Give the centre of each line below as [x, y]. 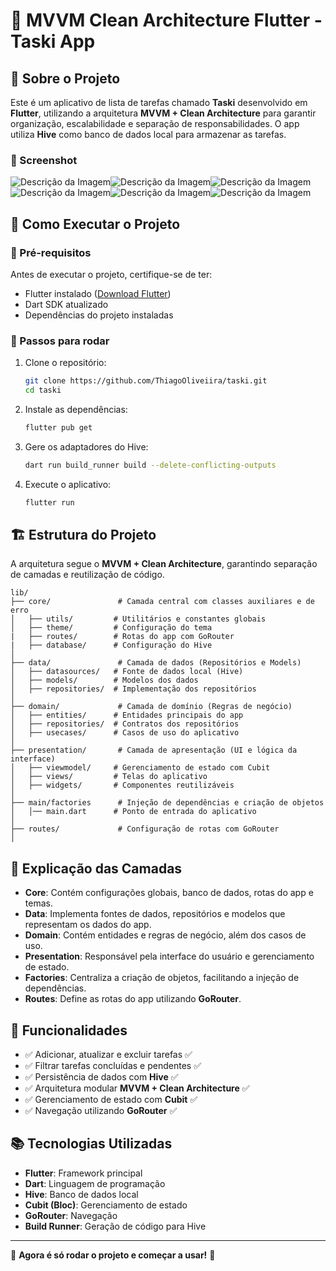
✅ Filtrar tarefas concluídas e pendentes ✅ [113, 1066]
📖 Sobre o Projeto [65, 78]
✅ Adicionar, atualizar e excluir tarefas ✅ [108, 1055]
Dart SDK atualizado [66, 304]
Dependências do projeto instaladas [99, 315]
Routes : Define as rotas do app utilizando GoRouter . [133, 999]
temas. [38, 903]
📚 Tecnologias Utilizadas [91, 1144]
